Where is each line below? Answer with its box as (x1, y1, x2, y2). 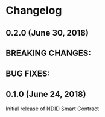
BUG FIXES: (5, 69, 51, 79)
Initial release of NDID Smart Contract (5, 105, 100, 112)
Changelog (5, 4, 62, 17)
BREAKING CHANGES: (5, 48, 92, 58)
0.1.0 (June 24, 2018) (5, 89, 86, 100)
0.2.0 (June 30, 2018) (5, 28, 89, 38)
